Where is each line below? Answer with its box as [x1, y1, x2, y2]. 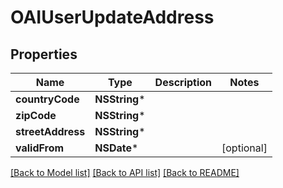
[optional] [221, 141, 268, 155]
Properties [10, 46, 78, 63]
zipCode [15, 109, 57, 122]
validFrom [15, 141, 65, 155]
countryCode [15, 92, 80, 106]
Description [154, 76, 213, 89]
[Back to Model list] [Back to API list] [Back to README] [10, 167, 240, 178]
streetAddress [15, 125, 86, 138]
